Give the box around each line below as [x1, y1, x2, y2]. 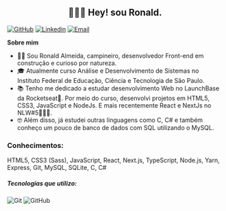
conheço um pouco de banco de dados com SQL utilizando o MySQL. [16, 123, 214, 132]
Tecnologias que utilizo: [7, 179, 77, 187]
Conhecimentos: [7, 140, 64, 150]
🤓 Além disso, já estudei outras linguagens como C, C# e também [16, 116, 203, 124]
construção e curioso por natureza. [16, 59, 117, 67]
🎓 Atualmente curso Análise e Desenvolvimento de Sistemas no [16, 66, 199, 75]
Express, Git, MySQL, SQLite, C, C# [7, 164, 107, 172]
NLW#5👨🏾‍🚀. [16, 108, 53, 116]
